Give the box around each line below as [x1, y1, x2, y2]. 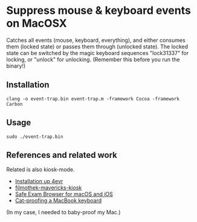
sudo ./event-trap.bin [6, 134, 63, 140]
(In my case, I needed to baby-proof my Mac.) [6, 209, 121, 216]
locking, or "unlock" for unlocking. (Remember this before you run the [6, 56, 180, 63]
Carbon [6, 101, 23, 107]
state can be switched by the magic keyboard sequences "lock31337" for [6, 49, 189, 56]
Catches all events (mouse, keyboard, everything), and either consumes [6, 36, 186, 44]
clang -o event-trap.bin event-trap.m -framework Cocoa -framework [6, 96, 180, 102]
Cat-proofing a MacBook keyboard [15, 197, 102, 204]
